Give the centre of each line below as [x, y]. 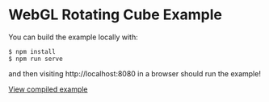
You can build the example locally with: [74, 37]
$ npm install [32, 51]
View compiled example [48, 89]
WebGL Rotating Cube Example [115, 15]
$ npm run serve [36, 59]
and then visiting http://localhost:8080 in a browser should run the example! [134, 73]
